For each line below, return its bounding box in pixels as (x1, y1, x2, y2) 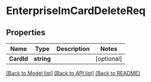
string (33, 54, 51, 63)
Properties (6, 28, 46, 37)
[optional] (95, 54, 123, 63)
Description (56, 45, 90, 53)
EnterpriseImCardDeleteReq (6, 4, 146, 18)
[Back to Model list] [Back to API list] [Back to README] (6, 70, 140, 77)
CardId (9, 54, 28, 63)
